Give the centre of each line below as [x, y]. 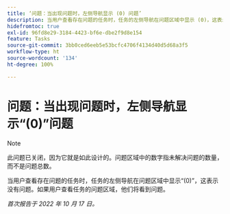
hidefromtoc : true [33, 26]
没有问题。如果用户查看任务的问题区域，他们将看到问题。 [88, 189]
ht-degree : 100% [30, 64]
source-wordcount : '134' [42, 58]
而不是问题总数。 [31, 166]
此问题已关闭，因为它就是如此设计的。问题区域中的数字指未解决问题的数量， [115, 157]
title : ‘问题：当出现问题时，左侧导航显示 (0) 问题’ [75, 13]
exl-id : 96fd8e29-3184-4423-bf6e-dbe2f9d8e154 [75, 33]
